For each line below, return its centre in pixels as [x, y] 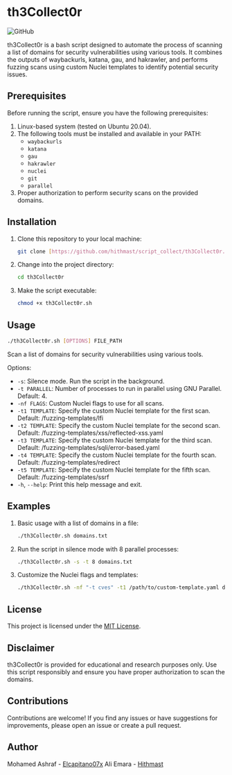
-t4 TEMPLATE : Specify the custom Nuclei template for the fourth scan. [117, 455]
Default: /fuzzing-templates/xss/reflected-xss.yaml [90, 433]
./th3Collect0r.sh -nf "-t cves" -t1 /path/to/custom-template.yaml [118, 587]
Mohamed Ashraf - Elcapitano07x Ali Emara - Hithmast [86, 764]
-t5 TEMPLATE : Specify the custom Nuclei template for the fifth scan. [114, 469]
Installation [32, 222]
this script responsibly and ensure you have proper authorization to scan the [116, 672]
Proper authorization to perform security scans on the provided [108, 192]
